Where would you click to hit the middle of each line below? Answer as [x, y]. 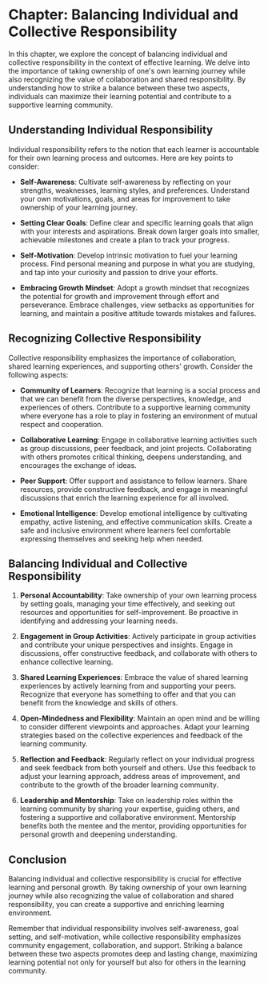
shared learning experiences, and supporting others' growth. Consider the [131, 366]
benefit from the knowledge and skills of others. [99, 703]
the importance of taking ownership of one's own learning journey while [127, 70]
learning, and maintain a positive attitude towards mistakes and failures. [138, 313]
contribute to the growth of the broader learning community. [119, 785]
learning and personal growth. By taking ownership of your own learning [128, 887]
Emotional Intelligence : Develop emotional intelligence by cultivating [134, 513]
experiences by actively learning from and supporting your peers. [128, 686]
